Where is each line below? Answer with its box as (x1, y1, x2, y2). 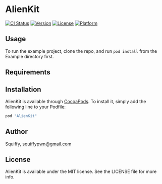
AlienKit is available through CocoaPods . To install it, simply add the (5, 98, 146, 104)
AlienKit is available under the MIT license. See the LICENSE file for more (5, 168, 157, 174)
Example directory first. (5, 53, 54, 59)
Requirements (5, 68, 50, 76)
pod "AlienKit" (5, 113, 37, 119)
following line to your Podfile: (5, 104, 66, 110)
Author (5, 127, 28, 136)
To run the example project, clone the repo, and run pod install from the (5, 48, 157, 54)
